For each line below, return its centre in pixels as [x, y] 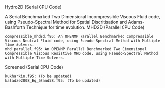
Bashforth [15, 27]
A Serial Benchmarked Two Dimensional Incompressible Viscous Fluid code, [82, 17]
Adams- [136, 22]
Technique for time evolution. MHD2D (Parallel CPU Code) [85, 27]
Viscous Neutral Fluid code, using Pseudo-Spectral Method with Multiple [83, 41]
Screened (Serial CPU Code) [34, 67]
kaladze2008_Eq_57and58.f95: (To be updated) [53, 81]
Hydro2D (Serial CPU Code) [33, 7]
